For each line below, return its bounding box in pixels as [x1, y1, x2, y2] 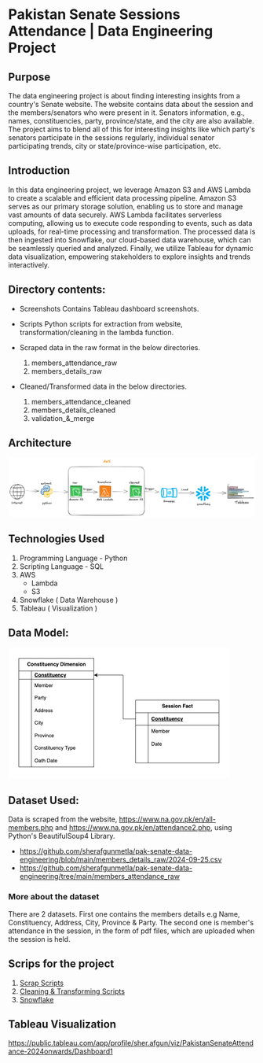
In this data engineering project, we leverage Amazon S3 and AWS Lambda [8, 185, 251, 194]
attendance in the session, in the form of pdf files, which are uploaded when [8, 926, 255, 936]
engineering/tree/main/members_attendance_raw [19, 872, 181, 881]
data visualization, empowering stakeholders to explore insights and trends [8, 252, 251, 261]
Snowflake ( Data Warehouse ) [19, 595, 119, 604]
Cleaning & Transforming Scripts [19, 986, 126, 996]
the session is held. [8, 934, 71, 943]
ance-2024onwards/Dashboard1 [8, 1046, 113, 1056]
